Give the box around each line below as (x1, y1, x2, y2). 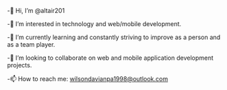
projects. (7, 61, 32, 69)
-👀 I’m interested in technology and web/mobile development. (7, 20, 182, 27)
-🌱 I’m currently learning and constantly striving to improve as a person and (7, 33, 221, 41)
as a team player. (7, 41, 56, 48)
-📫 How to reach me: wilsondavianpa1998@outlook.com (7, 75, 168, 82)
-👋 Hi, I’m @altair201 (7, 7, 65, 14)
